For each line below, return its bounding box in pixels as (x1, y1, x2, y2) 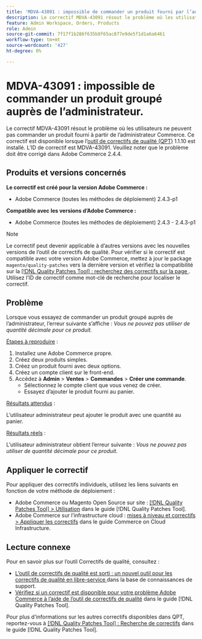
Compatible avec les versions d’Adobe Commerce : (6, 207, 136, 214)
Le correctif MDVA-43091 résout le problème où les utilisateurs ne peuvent (6, 125, 192, 132)
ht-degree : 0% (6, 48, 42, 54)
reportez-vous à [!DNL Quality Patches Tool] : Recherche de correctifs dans (6, 619, 194, 626)
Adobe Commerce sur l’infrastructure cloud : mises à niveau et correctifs (14, 512, 196, 519)
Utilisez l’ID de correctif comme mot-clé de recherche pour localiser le (6, 274, 180, 281)
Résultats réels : (6, 430, 46, 437)
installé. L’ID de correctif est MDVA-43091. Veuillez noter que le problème (6, 144, 189, 151)
